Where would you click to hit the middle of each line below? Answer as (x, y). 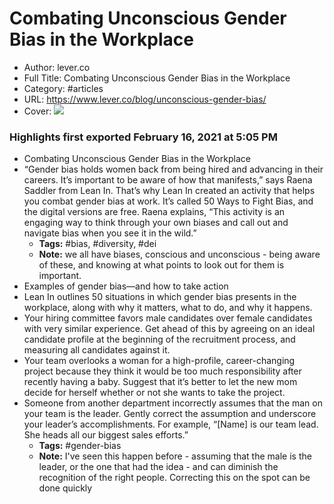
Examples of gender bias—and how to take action (126, 286)
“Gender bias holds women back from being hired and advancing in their (173, 169)
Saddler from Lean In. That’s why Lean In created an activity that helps (169, 191)
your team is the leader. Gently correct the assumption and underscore (170, 414)
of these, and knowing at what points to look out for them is (161, 265)
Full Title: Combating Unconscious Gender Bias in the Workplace (157, 78)
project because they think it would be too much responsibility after (162, 371)
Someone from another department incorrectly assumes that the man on (173, 403)
